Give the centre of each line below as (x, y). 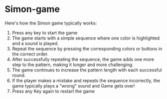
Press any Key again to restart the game (53, 91)
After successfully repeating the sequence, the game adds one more (83, 59)
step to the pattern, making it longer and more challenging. (73, 64)
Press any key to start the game (45, 32)
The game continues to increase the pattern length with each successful (87, 70)
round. (19, 75)
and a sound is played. (35, 43)
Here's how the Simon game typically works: (51, 23)
